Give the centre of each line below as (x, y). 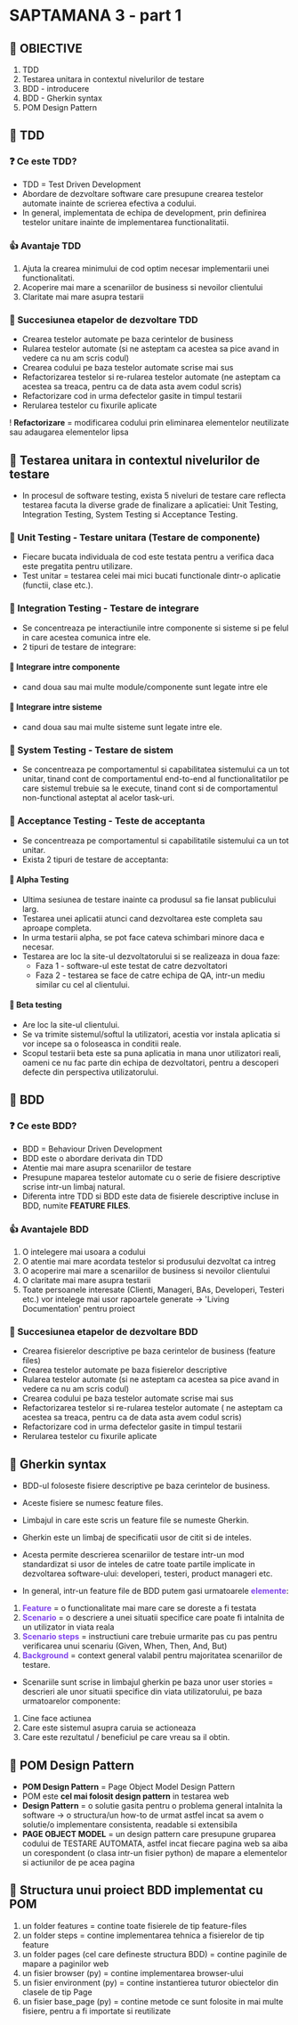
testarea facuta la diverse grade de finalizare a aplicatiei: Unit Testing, (150, 505)
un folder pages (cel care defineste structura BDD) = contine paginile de (154, 1954)
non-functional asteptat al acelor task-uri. (98, 798)
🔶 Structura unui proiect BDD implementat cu (136, 1890)
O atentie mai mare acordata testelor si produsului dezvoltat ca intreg (149, 1262)
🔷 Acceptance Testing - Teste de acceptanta (107, 821)
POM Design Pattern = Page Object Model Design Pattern (129, 1787)
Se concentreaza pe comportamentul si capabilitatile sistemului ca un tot (155, 840)
